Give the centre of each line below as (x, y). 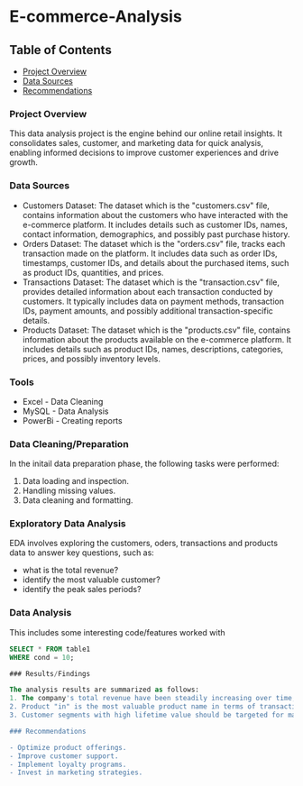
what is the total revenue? (70, 571)
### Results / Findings (50, 673)
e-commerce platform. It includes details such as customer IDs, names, (155, 224)
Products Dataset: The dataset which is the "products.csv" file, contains (156, 330)
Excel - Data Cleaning (63, 401)
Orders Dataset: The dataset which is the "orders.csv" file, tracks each (154, 243)
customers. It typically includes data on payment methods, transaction (153, 301)
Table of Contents (61, 50)
